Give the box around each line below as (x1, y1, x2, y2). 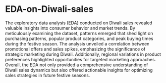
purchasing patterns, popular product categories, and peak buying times (5, 36, 154, 41)
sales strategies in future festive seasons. (5, 72, 90, 78)
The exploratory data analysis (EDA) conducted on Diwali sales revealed (5, 20, 153, 26)
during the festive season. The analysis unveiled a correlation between (5, 41, 150, 46)
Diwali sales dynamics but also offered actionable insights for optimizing (5, 67, 153, 73)
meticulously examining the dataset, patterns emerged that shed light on (5, 30, 153, 36)
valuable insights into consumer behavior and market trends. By (5, 25, 135, 31)
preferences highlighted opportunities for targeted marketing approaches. (5, 56, 156, 62)
